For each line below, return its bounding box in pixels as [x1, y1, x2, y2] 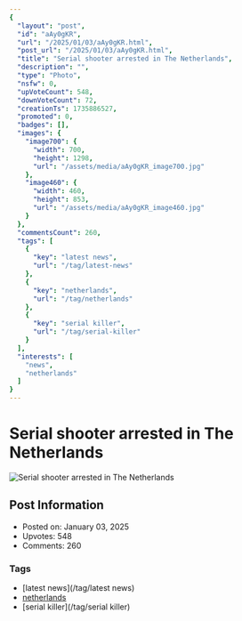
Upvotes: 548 [21, 530, 73, 541]
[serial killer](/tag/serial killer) [21, 601, 131, 612]
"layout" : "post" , [17, 21, 86, 30]
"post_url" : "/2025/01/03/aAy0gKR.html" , [17, 46, 173, 55]
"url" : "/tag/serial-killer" [32, 327, 141, 336]
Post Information [9, 497, 104, 512]
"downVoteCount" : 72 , [17, 95, 98, 105]
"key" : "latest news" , [32, 253, 117, 262]
